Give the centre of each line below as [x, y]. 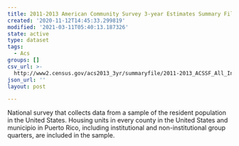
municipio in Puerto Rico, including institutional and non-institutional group [117, 128]
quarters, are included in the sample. [61, 135]
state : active [28, 34]
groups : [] [23, 60]
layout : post [27, 86]
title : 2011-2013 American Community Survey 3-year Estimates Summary [114, 14]
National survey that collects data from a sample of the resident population [117, 113]
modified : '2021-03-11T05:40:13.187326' [68, 27]
